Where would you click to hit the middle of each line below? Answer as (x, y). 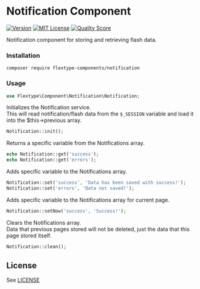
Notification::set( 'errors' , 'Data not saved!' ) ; (71, 188)
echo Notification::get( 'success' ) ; (53, 154)
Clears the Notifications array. (44, 222)
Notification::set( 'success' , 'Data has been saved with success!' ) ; (96, 183)
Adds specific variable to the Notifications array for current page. (88, 200)
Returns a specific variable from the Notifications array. (75, 143)
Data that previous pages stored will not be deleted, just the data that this (98, 229)
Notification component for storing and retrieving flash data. (81, 39)
